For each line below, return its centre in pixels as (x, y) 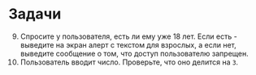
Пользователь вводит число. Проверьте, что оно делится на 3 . (129, 62)
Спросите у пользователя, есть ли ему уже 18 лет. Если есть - (128, 36)
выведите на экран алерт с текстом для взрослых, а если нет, (128, 44)
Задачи (35, 14)
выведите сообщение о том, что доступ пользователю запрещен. (135, 53)
